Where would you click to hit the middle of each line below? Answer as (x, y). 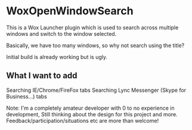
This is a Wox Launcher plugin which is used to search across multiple (92, 27)
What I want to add (42, 76)
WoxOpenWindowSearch (70, 11)
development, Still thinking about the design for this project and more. (92, 114)
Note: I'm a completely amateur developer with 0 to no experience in (90, 108)
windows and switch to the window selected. (61, 33)
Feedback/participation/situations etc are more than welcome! (83, 120)
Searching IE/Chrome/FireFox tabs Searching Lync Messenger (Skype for (96, 90)
